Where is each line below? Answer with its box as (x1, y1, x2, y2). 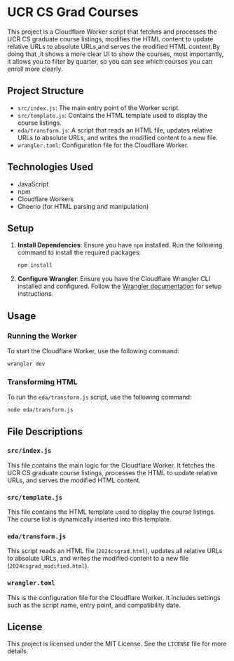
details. (7, 647, 29, 655)
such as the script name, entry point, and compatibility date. (7, 601, 181, 609)
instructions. (17, 289, 54, 298)
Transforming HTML (7, 376, 78, 386)
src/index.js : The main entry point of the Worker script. (17, 103, 180, 112)
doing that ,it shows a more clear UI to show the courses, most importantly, (7, 50, 224, 58)
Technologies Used (7, 161, 93, 173)
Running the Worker (7, 331, 77, 341)
